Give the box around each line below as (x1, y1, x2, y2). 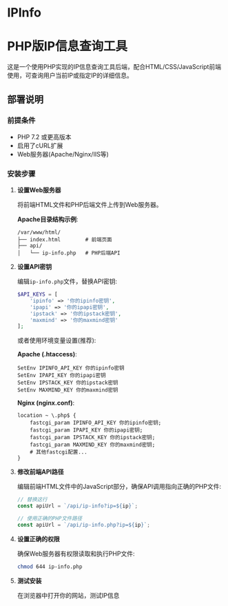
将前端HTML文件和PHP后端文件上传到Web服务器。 (17, 201, 163, 209)
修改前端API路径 (17, 467, 64, 476)
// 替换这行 (17, 496, 48, 503)
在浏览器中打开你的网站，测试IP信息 (17, 591, 120, 599)
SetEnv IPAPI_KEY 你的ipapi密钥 (17, 372, 106, 379)
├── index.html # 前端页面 (17, 236, 112, 243)
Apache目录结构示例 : (17, 215, 79, 223)
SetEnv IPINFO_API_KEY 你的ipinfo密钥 (17, 365, 125, 372)
